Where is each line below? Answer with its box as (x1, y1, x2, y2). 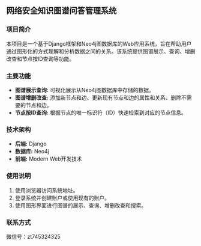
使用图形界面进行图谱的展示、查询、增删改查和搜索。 (14, 201, 147, 209)
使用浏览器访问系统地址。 (14, 186, 79, 194)
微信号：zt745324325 (6, 233, 61, 240)
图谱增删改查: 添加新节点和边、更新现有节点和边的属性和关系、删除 (14, 94, 182, 101)
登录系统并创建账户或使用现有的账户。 (14, 194, 110, 201)
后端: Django (14, 140, 47, 147)
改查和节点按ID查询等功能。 (6, 55, 75, 62)
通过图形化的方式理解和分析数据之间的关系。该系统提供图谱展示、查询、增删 (6, 48, 196, 55)
